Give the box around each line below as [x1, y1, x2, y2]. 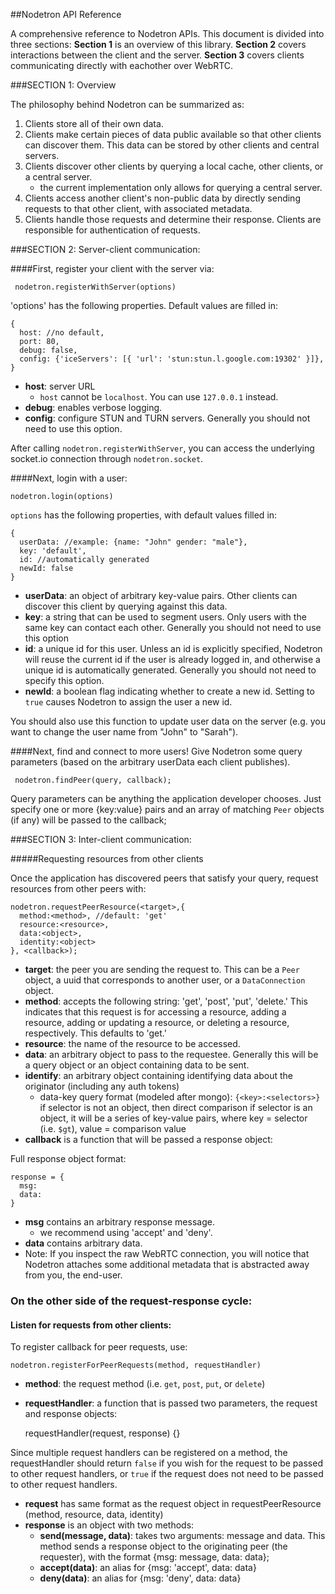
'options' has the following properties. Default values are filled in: [10, 300, 279, 311]
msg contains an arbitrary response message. [24, 1216, 215, 1228]
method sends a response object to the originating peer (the [39, 1540, 288, 1553]
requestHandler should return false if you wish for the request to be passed [10, 1457, 323, 1469]
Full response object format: [10, 1153, 127, 1164]
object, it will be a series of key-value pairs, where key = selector [39, 1112, 308, 1124]
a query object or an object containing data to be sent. [24, 1059, 250, 1071]
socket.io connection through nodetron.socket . [10, 453, 204, 464]
